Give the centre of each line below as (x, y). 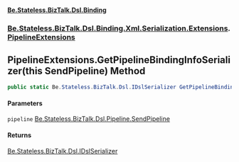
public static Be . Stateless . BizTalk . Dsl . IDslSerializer (92, 87)
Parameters (25, 103)
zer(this (25, 71)
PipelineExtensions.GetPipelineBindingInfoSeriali (119, 60)
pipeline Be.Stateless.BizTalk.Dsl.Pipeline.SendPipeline (89, 119)
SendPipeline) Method (95, 71)
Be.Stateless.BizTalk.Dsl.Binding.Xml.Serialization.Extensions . (119, 28)
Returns (20, 135)
